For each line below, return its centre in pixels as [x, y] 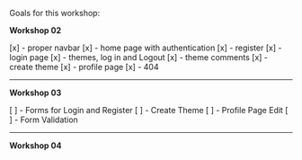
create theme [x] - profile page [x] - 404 [84, 67]
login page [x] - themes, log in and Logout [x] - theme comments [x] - [138, 57]
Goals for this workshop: [55, 13]
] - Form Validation [44, 120]
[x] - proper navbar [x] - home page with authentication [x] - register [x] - [146, 48]
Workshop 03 [36, 93]
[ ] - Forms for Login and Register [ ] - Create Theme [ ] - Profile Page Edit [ [149, 110]
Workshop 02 [35, 30]
